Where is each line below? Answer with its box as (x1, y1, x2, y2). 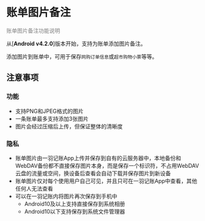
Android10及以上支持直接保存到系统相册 (24, 200, 125, 208)
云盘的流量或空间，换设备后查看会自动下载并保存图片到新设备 (15, 169, 171, 177)
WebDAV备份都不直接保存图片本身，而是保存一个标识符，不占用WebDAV (15, 162, 199, 169)
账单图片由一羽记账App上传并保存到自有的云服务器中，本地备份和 (15, 154, 182, 162)
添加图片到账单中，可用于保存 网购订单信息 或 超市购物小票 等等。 (6, 53, 158, 60)
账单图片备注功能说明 (6, 27, 60, 34)
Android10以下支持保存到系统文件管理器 (24, 208, 125, 215)
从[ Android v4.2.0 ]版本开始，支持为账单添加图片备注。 (6, 40, 146, 47)
